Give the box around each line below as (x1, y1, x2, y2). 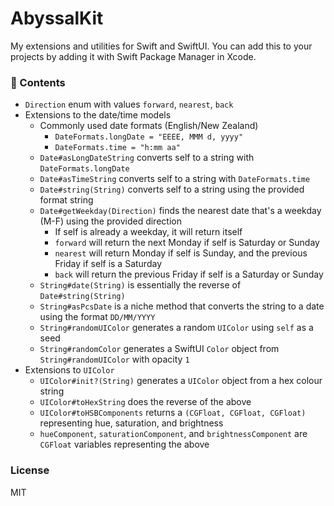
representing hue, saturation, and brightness (39, 417, 224, 429)
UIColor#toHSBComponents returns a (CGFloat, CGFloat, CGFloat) (39, 407, 307, 419)
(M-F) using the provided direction (39, 215, 182, 227)
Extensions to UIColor (24, 364, 115, 376)
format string (39, 194, 94, 206)
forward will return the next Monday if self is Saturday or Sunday (54, 237, 320, 249)
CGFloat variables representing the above (39, 438, 210, 451)
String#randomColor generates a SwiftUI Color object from (39, 343, 280, 355)
